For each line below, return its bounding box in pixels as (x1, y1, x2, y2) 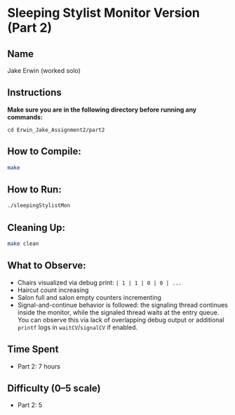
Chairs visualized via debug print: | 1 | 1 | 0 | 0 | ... (17, 278, 182, 286)
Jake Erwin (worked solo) (7, 67, 81, 74)
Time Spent (7, 343, 59, 355)
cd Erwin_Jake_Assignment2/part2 (7, 126, 105, 133)
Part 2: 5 (17, 401, 43, 409)
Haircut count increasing (17, 286, 89, 294)
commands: (7, 112, 43, 121)
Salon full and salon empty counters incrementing (17, 293, 161, 301)
